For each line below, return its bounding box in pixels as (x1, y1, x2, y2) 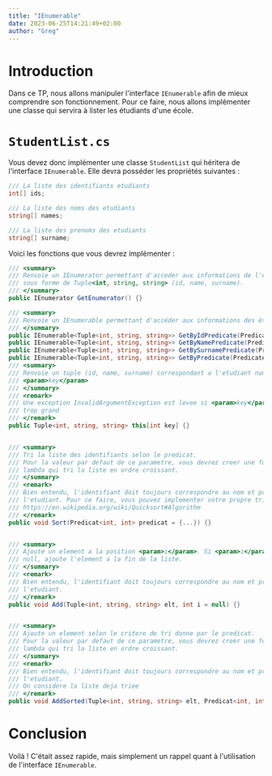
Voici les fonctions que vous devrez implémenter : (8, 248, 176, 258)
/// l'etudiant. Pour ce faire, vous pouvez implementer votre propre (8, 496, 252, 504)
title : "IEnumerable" (8, 11, 82, 20)
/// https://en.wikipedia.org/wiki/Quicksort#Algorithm (8, 503, 201, 511)
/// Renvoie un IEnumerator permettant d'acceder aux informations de (8, 272, 252, 280)
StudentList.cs (8, 134, 111, 150)
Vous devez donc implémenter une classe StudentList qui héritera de (8, 158, 240, 167)
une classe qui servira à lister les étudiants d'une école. (8, 106, 194, 116)
